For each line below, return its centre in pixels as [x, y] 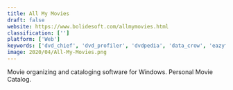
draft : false [26, 20]
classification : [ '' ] [38, 33]
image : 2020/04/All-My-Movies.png [57, 53]
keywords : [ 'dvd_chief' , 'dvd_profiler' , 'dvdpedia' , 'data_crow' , [107, 46]
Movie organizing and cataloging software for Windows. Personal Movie [110, 72]
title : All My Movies [38, 13]
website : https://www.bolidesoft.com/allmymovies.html [88, 26]
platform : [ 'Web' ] [34, 39]
